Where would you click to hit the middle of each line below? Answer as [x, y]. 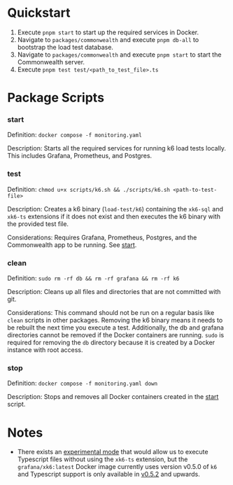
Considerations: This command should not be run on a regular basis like [111, 313]
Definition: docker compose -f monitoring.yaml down [83, 384]
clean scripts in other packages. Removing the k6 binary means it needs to [115, 321]
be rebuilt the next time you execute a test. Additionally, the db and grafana [115, 328]
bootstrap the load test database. [65, 47]
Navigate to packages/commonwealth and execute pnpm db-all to [108, 39]
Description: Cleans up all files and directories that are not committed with [114, 292]
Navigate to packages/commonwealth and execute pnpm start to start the [119, 55]
